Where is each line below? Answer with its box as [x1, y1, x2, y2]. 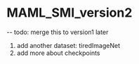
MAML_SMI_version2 [6, 5, 133, 21]
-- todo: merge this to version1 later [6, 28, 109, 36]
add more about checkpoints [16, 49, 100, 57]
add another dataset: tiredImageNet [16, 41, 121, 49]
